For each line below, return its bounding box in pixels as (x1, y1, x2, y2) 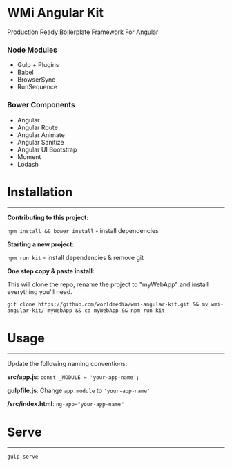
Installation (7, 184, 73, 200)
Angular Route (17, 123, 59, 131)
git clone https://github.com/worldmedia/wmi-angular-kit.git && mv (7, 301, 209, 309)
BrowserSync (17, 75, 56, 84)
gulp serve (7, 453, 39, 461)
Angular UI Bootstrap (17, 145, 77, 154)
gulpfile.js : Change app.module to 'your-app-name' (7, 386, 151, 395)
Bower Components (7, 100, 76, 110)
